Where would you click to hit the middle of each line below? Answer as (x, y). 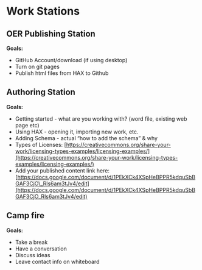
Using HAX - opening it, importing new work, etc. (77, 132)
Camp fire (25, 215)
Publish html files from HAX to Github (62, 73)
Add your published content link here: (62, 170)
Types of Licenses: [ (41, 144)
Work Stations (43, 11)
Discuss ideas (33, 255)
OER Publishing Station (51, 34)
